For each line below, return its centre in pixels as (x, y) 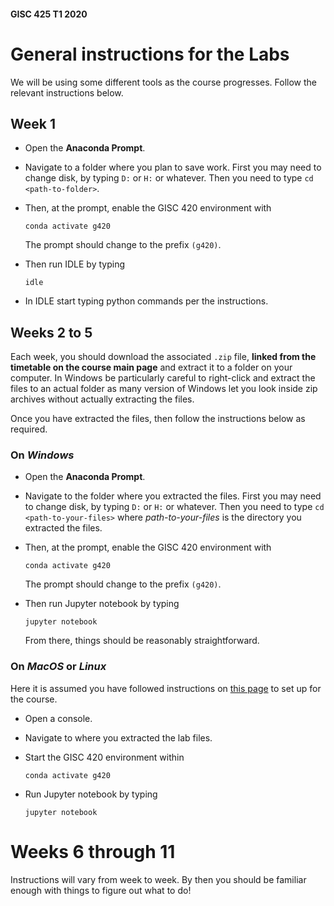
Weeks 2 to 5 (51, 332)
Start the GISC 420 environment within (104, 757)
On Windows (42, 455)
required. (29, 429)
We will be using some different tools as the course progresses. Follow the (164, 82)
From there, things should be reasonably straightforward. (142, 641)
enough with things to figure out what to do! (101, 890)
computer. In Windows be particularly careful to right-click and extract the (163, 378)
